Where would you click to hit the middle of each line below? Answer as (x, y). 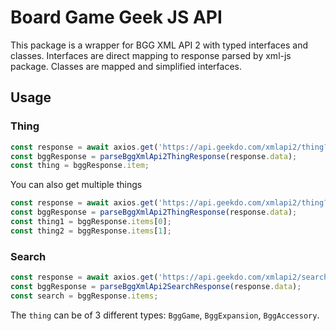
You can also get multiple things (76, 185)
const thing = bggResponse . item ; (80, 166)
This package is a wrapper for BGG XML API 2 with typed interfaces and (159, 45)
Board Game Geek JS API (116, 17)
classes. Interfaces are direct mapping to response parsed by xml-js (151, 55)
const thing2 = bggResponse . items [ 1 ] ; (91, 231)
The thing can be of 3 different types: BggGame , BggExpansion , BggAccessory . (165, 315)
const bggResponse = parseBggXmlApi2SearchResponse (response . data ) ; (156, 286)
